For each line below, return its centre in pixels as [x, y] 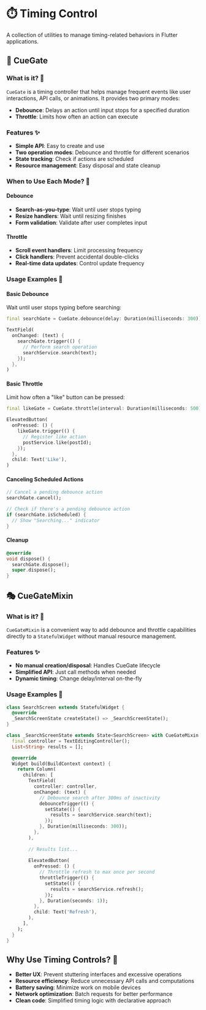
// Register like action [54, 437]
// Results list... [53, 849]
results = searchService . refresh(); [97, 889]
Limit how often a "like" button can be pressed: [66, 397]
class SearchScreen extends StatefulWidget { [65, 707]
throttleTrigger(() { [67, 878]
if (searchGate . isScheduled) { [46, 515]
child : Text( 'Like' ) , [40, 460]
